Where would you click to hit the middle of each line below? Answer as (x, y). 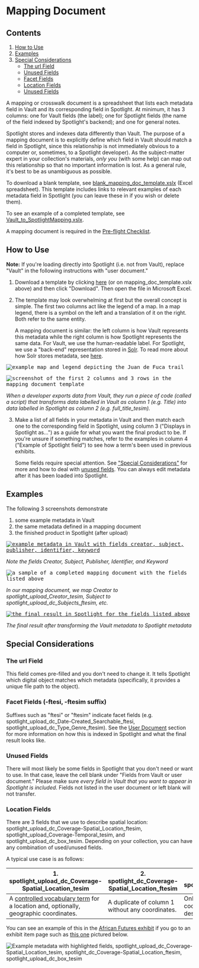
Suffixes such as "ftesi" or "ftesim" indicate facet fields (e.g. (79, 715)
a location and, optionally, (45, 906)
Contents (24, 33)
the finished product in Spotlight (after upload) (71, 532)
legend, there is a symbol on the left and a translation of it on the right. (100, 312)
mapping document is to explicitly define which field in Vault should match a (99, 140)
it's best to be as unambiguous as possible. (59, 171)
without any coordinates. (142, 910)
